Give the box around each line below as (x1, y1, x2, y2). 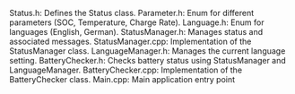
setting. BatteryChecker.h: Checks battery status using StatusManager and (9, 56, 287, 65)
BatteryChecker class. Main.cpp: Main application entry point (9, 74, 236, 84)
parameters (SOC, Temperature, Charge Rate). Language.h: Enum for (9, 17, 265, 28)
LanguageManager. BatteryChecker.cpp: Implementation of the (9, 64, 243, 75)
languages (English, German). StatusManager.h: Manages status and (9, 27, 264, 37)
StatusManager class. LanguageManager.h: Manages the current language (9, 46, 286, 56)
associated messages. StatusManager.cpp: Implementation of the (9, 36, 252, 47)
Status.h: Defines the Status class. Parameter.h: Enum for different (9, 8, 255, 18)
